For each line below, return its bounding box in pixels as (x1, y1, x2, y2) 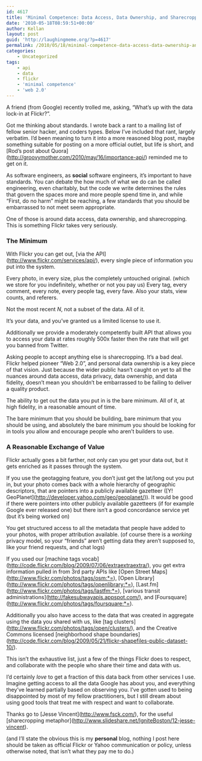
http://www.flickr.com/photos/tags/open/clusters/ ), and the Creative (8, 624, 177, 632)
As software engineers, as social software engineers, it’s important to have (6, 171, 192, 179)
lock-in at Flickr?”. (6, 109, 51, 117)
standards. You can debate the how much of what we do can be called (6, 178, 182, 185)
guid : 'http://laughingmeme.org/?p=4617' (6, 37, 112, 43)
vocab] (81, 555, 99, 562)
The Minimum (6, 236, 48, 245)
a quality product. (6, 386, 50, 393)
